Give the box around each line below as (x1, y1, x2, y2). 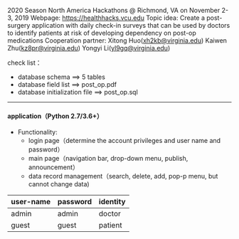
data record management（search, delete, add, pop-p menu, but (28, 172, 218, 181)
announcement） (28, 163, 80, 171)
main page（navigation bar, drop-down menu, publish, (28, 154, 188, 163)
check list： (7, 58, 42, 67)
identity (98, 197, 126, 207)
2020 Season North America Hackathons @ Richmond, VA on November (7, 6, 221, 14)
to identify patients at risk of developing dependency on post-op (7, 28, 197, 37)
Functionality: (17, 128, 58, 137)
